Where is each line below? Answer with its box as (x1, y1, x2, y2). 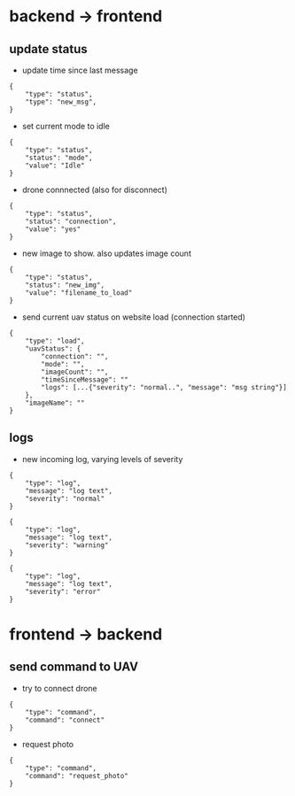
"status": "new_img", (25, 281, 105, 290)
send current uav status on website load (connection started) (21, 312, 246, 322)
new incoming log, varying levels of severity (21, 453, 183, 464)
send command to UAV (9, 660, 139, 675)
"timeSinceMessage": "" (41, 375, 128, 384)
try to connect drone (21, 683, 97, 693)
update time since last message (21, 65, 139, 75)
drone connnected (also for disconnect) (21, 184, 168, 195)
